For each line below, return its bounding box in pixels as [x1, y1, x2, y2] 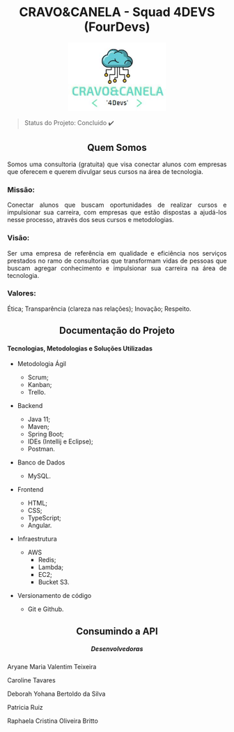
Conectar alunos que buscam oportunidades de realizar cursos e [7, 200, 227, 210]
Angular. [27, 521, 52, 529]
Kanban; [27, 381, 52, 389]
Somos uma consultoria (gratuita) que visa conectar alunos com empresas [7, 160, 227, 168]
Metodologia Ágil [17, 360, 66, 368]
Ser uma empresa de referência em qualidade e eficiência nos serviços [7, 249, 227, 257]
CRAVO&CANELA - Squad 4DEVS [19, 4, 215, 20]
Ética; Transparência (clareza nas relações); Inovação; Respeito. [7, 305, 192, 313]
